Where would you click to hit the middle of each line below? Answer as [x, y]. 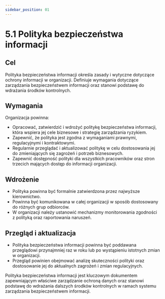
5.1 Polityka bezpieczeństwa [64, 34]
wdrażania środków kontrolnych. [38, 90]
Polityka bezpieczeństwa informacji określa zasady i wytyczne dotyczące [80, 75]
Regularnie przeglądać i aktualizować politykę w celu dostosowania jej [83, 148]
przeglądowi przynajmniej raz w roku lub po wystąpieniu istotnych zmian [86, 250]
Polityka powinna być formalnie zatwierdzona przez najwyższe [76, 191]
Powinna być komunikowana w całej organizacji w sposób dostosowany [85, 202]
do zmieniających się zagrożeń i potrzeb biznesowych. [68, 153]
